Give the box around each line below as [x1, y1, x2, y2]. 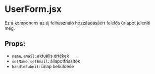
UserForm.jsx [4, 3, 62, 15]
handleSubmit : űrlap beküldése [11, 63, 74, 69]
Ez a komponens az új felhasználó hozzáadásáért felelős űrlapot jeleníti [4, 20, 151, 26]
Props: [4, 40, 26, 48]
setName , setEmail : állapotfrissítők [11, 58, 80, 64]
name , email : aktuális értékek [11, 53, 70, 59]
